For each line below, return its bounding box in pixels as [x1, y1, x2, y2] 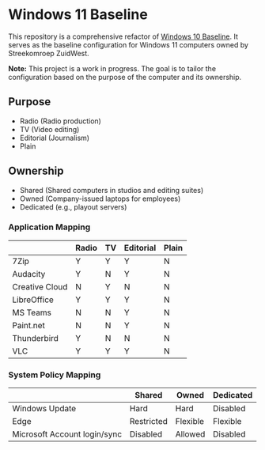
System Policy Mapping [8, 369, 101, 380]
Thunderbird [12, 332, 59, 343]
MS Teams [12, 307, 52, 318]
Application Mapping [8, 221, 91, 233]
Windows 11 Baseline [8, 6, 148, 24]
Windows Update [12, 403, 77, 414]
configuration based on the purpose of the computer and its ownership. [8, 72, 242, 81]
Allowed [175, 429, 206, 440]
